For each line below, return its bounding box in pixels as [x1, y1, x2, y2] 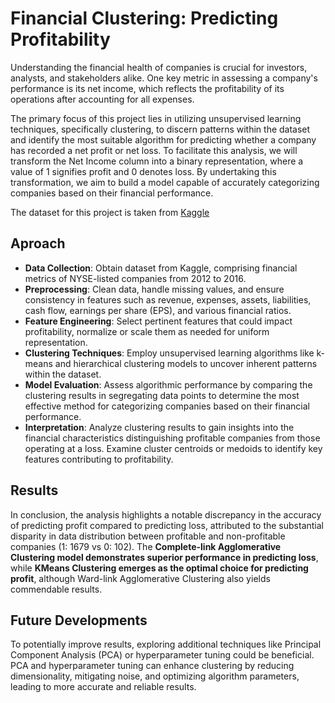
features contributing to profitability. [24, 453, 174, 465]
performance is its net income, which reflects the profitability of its [10, 82, 285, 94]
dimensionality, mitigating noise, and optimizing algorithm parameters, [10, 670, 300, 682]
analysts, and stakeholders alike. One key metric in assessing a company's [10, 72, 318, 84]
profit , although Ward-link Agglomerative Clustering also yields [10, 572, 271, 584]
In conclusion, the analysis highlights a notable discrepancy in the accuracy [10, 508, 322, 521]
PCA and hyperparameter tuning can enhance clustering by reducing [10, 660, 295, 672]
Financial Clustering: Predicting [10, 7, 279, 30]
